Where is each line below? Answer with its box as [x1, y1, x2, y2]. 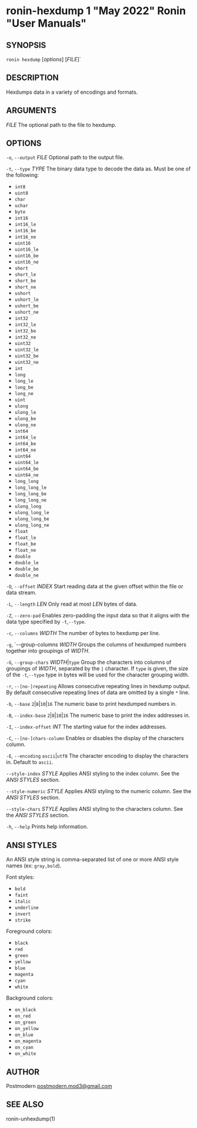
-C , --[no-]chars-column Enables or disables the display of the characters [6, 735, 184, 742]
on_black [14, 1007, 36, 1013]
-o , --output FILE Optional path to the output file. [6, 154, 125, 161]
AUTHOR [6, 1067, 40, 1077]
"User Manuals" [6, 17, 87, 30]
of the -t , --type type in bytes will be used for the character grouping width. [6, 671, 189, 679]
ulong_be [14, 416, 36, 422]
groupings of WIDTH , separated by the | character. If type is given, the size [6, 665, 189, 672]
